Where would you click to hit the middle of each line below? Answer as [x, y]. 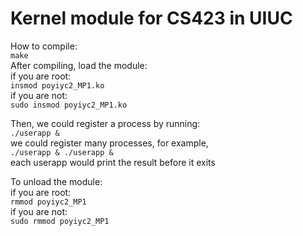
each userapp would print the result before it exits [113, 162]
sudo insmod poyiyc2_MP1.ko [69, 105]
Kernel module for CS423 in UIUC [151, 18]
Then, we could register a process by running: [105, 123]
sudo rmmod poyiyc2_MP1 [60, 221]
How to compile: [44, 46]
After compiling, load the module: [79, 65]
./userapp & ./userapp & [62, 152]
